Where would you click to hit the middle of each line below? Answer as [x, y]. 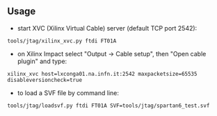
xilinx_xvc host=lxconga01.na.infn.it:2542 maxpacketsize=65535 [102, 74]
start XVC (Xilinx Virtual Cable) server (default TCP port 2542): [107, 28]
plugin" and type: [42, 61]
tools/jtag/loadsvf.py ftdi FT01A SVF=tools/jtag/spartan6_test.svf [108, 106]
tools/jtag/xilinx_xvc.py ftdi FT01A [62, 41]
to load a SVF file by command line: [68, 92]
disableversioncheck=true [45, 80]
